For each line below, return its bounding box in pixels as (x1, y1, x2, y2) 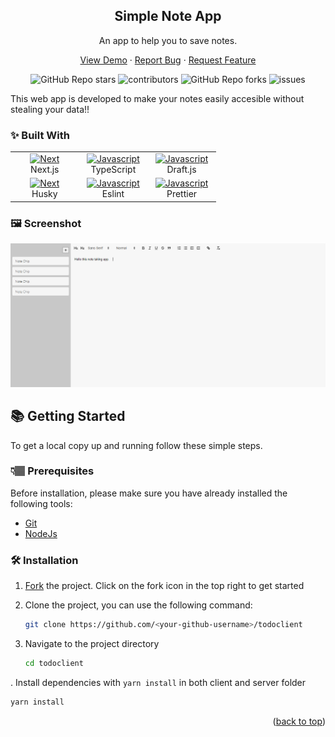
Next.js (30, 163, 60, 175)
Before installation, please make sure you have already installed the (10, 487, 288, 499)
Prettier (166, 188, 198, 200)
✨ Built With (10, 128, 70, 142)
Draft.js (166, 163, 197, 175)
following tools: (10, 497, 73, 509)
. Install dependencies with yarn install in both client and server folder (10, 676, 307, 688)
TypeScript (90, 163, 137, 175)
